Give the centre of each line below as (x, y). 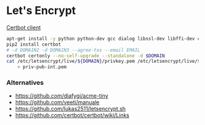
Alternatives (25, 83)
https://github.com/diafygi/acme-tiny (62, 96)
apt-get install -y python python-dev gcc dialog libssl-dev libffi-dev (101, 38)
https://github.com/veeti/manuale (57, 102)
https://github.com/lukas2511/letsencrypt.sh (70, 109)
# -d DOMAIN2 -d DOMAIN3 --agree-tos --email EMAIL (73, 50)
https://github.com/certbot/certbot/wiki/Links (72, 115)
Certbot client (23, 27)
